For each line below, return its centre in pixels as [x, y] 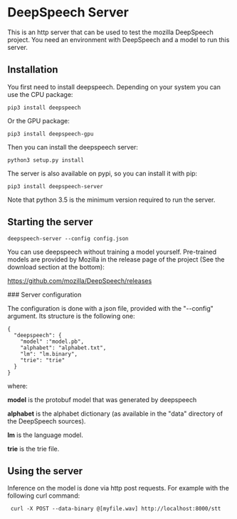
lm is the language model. [45, 435]
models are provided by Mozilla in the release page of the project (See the [116, 259]
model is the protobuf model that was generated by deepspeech [102, 399]
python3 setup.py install [46, 160]
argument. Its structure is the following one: [71, 316]
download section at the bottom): [56, 267]
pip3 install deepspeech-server [55, 186]
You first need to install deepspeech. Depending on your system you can [114, 87]
